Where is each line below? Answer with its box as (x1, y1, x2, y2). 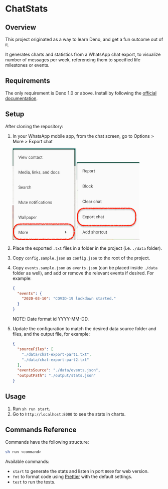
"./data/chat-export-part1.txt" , (22, 352, 92, 357)
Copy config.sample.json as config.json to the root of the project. (12, 255, 150, 261)
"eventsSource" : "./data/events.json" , (17, 368, 101, 373)
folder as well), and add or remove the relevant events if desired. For (12, 270, 154, 276)
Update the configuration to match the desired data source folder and (12, 326, 156, 332)
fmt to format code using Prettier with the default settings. (12, 473, 133, 479)
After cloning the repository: (5, 123, 64, 129)
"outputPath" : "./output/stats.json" (17, 373, 96, 378)
